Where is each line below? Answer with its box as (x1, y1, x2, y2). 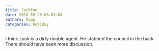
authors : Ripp (5, 17, 36, 22)
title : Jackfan (5, 7, 38, 13)
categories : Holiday (5, 21, 49, 27)
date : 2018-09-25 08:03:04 (5, 12, 63, 17)
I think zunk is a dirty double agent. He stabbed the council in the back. (5, 36, 155, 42)
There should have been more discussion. (5, 41, 93, 47)
